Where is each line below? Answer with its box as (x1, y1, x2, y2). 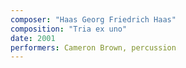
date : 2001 (10, 33, 56, 43)
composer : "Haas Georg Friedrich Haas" (10, 14, 177, 25)
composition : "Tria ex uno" (10, 24, 128, 34)
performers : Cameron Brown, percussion (10, 42, 177, 53)
